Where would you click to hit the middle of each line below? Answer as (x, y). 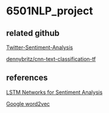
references (27, 78)
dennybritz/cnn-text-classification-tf (51, 59)
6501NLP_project (50, 11)
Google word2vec (28, 103)
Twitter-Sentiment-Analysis (40, 47)
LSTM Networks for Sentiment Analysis (54, 92)
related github (33, 33)
